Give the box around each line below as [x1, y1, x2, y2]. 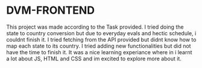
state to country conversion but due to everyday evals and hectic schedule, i [6, 29, 197, 36]
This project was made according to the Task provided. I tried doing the [6, 23, 184, 30]
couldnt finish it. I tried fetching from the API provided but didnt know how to [6, 36, 197, 43]
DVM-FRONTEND [6, 4, 95, 17]
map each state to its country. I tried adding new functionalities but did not [6, 42, 191, 50]
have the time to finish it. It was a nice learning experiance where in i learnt [6, 48, 192, 55]
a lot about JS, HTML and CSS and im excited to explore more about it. [6, 55, 182, 62]
